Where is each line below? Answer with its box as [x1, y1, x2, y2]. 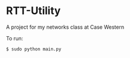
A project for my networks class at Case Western [6, 23, 125, 30]
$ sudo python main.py [6, 46, 61, 52]
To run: [6, 35, 23, 42]
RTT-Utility [6, 4, 61, 18]
